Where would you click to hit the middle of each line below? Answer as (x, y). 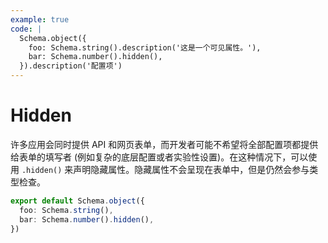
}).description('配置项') (71, 66)
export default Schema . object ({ (77, 201)
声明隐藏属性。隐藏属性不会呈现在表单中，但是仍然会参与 (191, 169)
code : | (26, 29)
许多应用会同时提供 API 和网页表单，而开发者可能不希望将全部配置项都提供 (164, 144)
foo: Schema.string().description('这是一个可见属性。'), (145, 47)
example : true (40, 19)
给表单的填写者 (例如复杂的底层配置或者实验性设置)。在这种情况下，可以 (159, 157)
